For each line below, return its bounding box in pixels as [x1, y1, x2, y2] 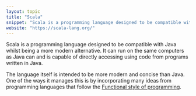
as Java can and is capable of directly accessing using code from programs [6, 53, 188, 60]
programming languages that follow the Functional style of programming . [6, 83, 182, 91]
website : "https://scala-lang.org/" [6, 25, 95, 31]
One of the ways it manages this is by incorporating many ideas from [6, 77, 172, 84]
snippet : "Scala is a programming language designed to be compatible [6, 19, 181, 25]
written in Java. [6, 60, 43, 67]
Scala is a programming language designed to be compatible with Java [6, 41, 177, 48]
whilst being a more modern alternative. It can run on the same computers [6, 47, 184, 54]
